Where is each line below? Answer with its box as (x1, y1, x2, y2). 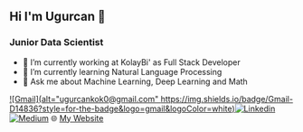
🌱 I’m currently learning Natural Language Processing (22, 66, 223, 77)
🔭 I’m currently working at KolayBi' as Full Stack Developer (22, 56, 241, 68)
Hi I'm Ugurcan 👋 (9, 9, 106, 24)
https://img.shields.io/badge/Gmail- (160, 93, 294, 104)
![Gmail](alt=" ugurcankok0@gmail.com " (9, 93, 159, 104)
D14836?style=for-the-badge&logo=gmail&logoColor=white (9, 103, 232, 114)
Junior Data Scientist (9, 36, 104, 49)
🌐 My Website (51, 112, 104, 123)
